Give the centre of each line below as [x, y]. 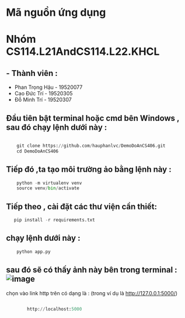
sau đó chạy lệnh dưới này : [57, 127]
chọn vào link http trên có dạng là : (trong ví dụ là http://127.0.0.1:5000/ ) [92, 293]
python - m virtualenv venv [49, 183]
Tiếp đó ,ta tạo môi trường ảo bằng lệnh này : [89, 170]
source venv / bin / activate [48, 188]
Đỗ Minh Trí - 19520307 [43, 100]
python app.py [34, 251]
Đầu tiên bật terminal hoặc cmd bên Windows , [93, 118]
